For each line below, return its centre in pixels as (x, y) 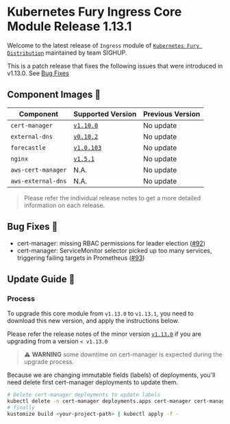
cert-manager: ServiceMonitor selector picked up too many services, (114, 250)
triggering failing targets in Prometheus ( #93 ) (81, 258)
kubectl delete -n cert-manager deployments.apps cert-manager (99, 401)
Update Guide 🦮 (41, 279)
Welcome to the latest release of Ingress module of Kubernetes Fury (103, 45)
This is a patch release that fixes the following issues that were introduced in (115, 66)
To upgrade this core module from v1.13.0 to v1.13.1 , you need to (100, 314)
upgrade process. (49, 362)
